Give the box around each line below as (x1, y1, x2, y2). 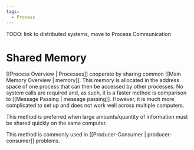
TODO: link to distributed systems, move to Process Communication (6, 30, 171, 37)
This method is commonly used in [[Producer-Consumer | (6, 131, 146, 138)
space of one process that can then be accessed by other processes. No (6, 83, 184, 90)
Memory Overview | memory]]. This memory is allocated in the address (6, 77, 180, 84)
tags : (6, 8, 19, 15)
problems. (35, 137, 60, 145)
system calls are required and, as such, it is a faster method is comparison (6, 89, 187, 96)
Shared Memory (6, 51, 87, 64)
